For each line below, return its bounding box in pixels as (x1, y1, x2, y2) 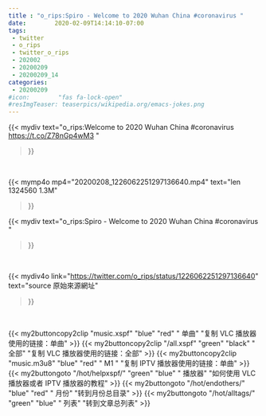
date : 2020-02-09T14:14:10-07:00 (8, 19, 145, 27)
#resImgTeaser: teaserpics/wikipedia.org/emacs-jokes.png (8, 100, 205, 108)
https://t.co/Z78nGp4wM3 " (8, 131, 100, 140)
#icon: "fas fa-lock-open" (8, 93, 123, 101)
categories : (8, 78, 48, 86)
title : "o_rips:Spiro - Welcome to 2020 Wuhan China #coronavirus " (8, 11, 244, 20)
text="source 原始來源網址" (8, 281, 99, 291)
